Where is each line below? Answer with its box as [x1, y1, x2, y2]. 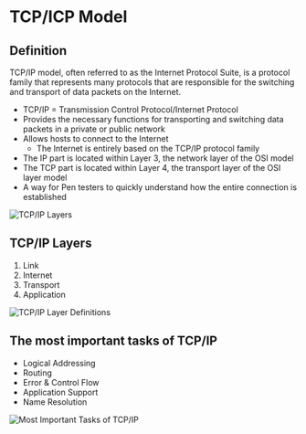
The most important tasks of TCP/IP [9, 333, 217, 349]
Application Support [22, 386, 99, 397]
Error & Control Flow [22, 376, 100, 387]
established [22, 192, 67, 202]
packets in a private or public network [22, 123, 166, 134]
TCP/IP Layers [9, 236, 92, 251]
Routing [22, 367, 53, 378]
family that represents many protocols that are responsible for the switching [9, 77, 295, 88]
